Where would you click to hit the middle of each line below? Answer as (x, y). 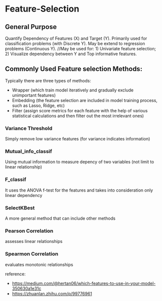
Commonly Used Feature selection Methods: (74, 69)
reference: (15, 274)
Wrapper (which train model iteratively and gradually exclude (73, 90)
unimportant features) (34, 95)
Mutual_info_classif (29, 151)
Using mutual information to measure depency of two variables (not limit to (80, 162)
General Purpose (31, 27)
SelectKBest (20, 208)
